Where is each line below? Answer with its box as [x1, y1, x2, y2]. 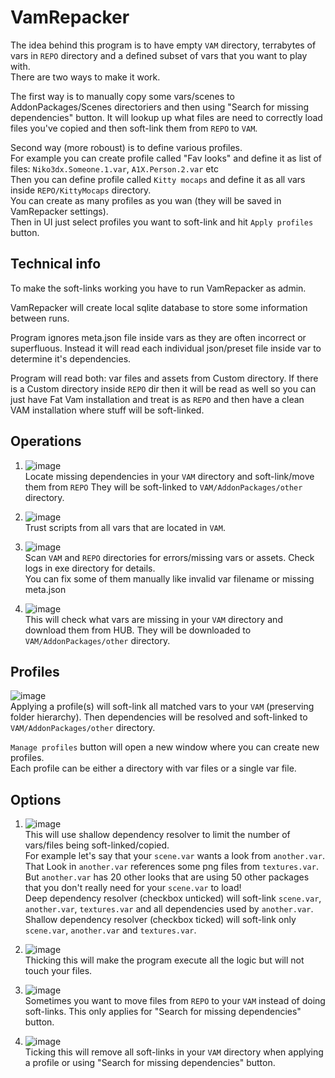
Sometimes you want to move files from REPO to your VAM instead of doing [24, 995, 326, 1007]
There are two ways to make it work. [10, 71, 161, 83]
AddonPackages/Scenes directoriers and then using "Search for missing [10, 101, 310, 113]
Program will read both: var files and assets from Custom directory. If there [10, 372, 319, 384]
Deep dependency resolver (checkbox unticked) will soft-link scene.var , [24, 892, 322, 905]
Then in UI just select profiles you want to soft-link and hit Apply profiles [10, 216, 314, 228]
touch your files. [24, 965, 93, 977]
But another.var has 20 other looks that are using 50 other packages [24, 871, 310, 883]
